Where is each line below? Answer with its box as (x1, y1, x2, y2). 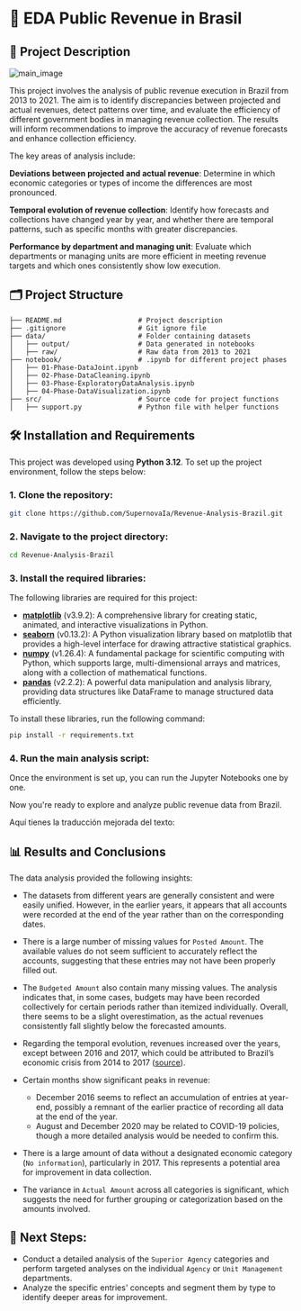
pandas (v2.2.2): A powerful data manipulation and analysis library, (22, 677, 272, 688)
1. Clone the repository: (9, 488, 114, 501)
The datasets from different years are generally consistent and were (22, 891, 275, 901)
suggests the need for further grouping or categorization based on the (22, 1194, 284, 1205)
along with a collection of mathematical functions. (22, 667, 208, 678)
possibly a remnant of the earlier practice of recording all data (54, 1102, 285, 1113)
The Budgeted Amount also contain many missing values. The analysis (22, 982, 278, 993)
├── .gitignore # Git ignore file (9, 323, 207, 332)
